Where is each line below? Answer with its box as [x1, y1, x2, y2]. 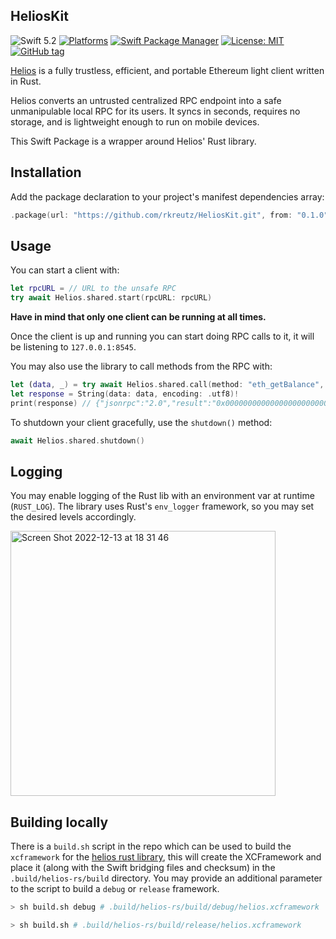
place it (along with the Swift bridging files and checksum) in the [10, 862, 276, 874]
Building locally [10, 814, 109, 831]
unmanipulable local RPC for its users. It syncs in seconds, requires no [10, 105, 301, 117]
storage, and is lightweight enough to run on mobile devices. [10, 115, 260, 128]
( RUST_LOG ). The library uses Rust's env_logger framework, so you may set [10, 500, 315, 513]
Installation [10, 164, 82, 181]
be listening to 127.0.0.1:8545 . [10, 341, 137, 353]
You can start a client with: [10, 264, 120, 276]
